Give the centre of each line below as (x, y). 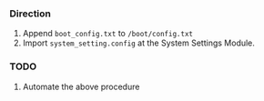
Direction (30, 14)
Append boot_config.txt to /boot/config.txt (108, 34)
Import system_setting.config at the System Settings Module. (138, 43)
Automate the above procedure (81, 86)
